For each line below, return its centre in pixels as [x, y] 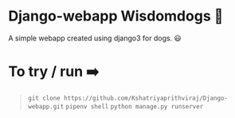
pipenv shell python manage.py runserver [135, 106]
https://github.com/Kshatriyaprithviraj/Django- [146, 98]
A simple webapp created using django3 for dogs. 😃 [95, 38]
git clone [44, 98]
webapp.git [46, 106]
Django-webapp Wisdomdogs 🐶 [116, 16]
